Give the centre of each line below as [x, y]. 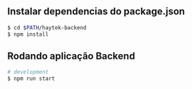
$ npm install [28, 34]
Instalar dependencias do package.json [96, 12]
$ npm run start [31, 79]
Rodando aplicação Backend [71, 56]
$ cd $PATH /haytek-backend [47, 27]
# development [28, 72]
